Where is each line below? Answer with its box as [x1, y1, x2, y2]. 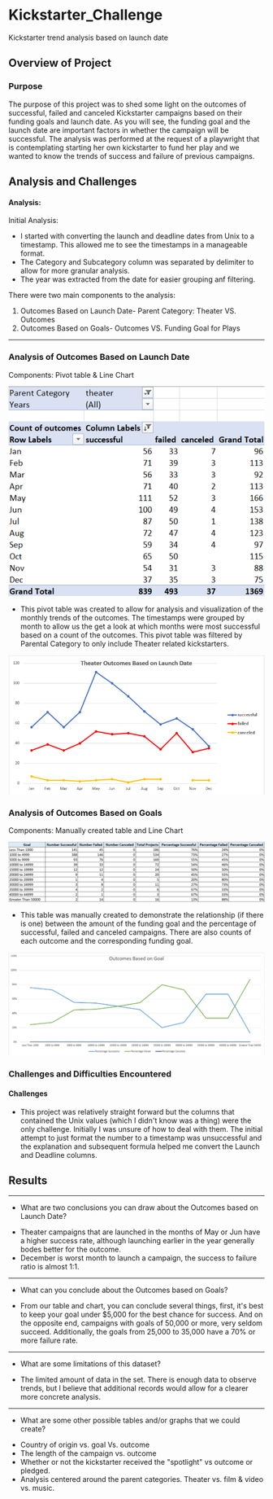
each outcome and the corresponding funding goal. [19, 936, 193, 946]
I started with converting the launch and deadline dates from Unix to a [19, 231, 254, 241]
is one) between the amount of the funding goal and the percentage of [19, 918, 257, 929]
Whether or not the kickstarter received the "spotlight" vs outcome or [19, 1457, 253, 1467]
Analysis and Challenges [8, 175, 137, 189]
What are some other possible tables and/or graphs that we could [19, 1415, 240, 1426]
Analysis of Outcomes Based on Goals [8, 807, 162, 818]
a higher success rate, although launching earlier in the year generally [19, 1236, 255, 1246]
